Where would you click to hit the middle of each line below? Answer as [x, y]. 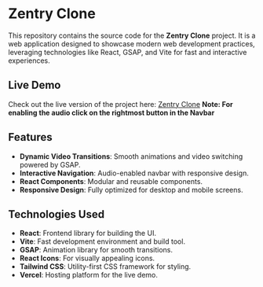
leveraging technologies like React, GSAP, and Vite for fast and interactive [128, 52]
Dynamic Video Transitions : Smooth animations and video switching [131, 156]
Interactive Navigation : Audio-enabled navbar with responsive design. [134, 173]
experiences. [29, 61]
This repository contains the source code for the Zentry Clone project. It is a [132, 35]
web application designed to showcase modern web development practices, [131, 43]
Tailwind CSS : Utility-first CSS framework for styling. [105, 267]
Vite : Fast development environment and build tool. [102, 241]
